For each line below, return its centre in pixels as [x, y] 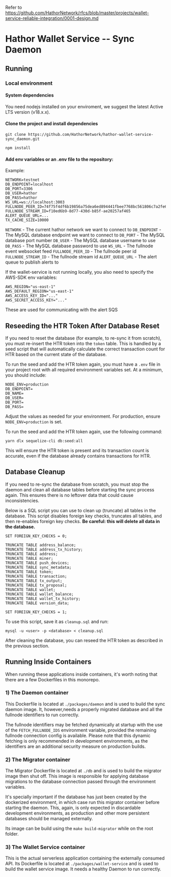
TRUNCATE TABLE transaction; [36, 576]
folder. [12, 834]
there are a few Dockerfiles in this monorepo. [53, 679]
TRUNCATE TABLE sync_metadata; [38, 567]
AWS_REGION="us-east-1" [31, 287]
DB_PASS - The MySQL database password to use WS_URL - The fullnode [79, 246]
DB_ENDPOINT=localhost [29, 184]
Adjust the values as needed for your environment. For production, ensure [83, 416]
